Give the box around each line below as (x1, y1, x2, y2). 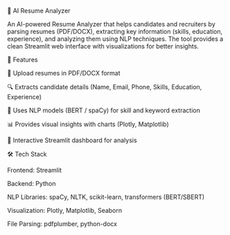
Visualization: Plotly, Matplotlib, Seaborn (7, 207, 123, 214)
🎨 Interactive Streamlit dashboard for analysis (7, 136, 137, 144)
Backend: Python (7, 180, 56, 187)
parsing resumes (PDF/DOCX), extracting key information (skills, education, (7, 28, 223, 35)
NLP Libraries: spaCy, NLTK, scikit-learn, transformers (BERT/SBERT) (7, 193, 205, 201)
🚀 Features (7, 55, 38, 64)
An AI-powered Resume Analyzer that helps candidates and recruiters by (7, 20, 216, 28)
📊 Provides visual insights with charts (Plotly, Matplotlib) (7, 120, 170, 128)
